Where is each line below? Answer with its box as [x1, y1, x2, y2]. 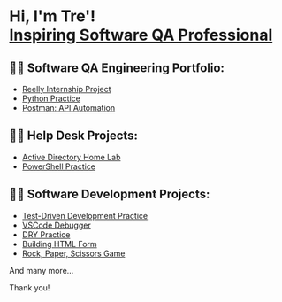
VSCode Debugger [21, 220, 91, 230]
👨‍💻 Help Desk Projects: [9, 128, 139, 143]
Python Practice [21, 93, 81, 104]
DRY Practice [21, 228, 71, 240]
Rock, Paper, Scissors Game [21, 248, 126, 259]
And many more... [9, 265, 74, 275]
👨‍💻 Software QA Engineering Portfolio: [9, 60, 225, 75]
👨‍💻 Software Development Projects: [9, 187, 210, 202]
